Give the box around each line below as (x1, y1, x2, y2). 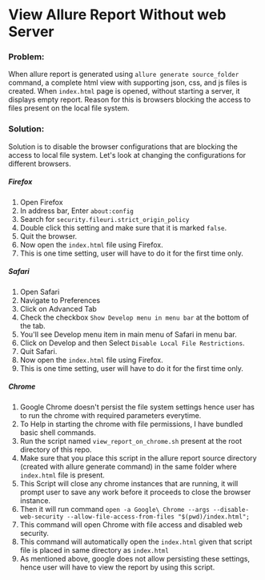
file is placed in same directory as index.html (19, 545, 170, 554)
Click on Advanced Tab (19, 304, 98, 313)
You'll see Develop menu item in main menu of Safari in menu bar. (19, 329, 238, 339)
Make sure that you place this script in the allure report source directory (19, 453, 258, 462)
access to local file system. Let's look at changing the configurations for (8, 150, 247, 159)
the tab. (19, 320, 46, 330)
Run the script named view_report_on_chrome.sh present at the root (19, 436, 243, 445)
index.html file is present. (19, 470, 106, 480)
